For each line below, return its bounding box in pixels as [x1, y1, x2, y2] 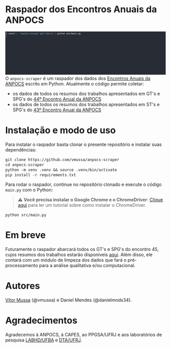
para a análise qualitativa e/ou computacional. [39, 262, 136, 268]
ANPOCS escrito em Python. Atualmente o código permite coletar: [5, 80, 144, 87]
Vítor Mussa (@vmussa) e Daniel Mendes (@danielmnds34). [5, 297, 132, 303]
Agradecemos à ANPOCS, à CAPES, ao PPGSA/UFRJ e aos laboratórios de [5, 331, 162, 337]
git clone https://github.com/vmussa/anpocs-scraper [5, 157, 120, 162]
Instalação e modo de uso [5, 124, 116, 136]
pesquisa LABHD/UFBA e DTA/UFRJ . [5, 337, 82, 343]
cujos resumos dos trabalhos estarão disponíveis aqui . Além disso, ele [5, 251, 153, 258]
